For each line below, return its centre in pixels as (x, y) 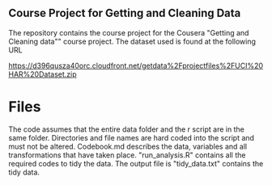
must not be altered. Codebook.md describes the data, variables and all (128, 146)
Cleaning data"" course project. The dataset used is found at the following (132, 41)
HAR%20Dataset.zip (42, 74)
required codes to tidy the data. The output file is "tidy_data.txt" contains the (136, 163)
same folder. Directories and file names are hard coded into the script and (132, 137)
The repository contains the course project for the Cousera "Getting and (129, 32)
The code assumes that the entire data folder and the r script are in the (126, 129)
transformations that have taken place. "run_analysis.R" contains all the (127, 155)
